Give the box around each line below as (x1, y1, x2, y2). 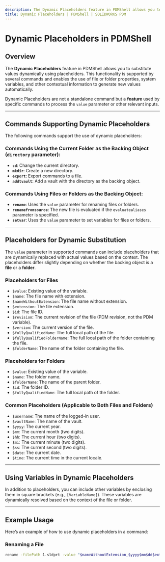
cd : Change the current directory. (12, 162, 80, 168)
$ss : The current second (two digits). (12, 444, 87, 450)
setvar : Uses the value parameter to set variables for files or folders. (12, 217, 151, 223)
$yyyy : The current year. (12, 423, 61, 429)
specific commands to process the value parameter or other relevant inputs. (5, 101, 159, 107)
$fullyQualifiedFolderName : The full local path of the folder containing (12, 335, 155, 341)
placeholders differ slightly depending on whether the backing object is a (5, 259, 153, 265)
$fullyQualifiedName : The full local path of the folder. (12, 390, 120, 396)
